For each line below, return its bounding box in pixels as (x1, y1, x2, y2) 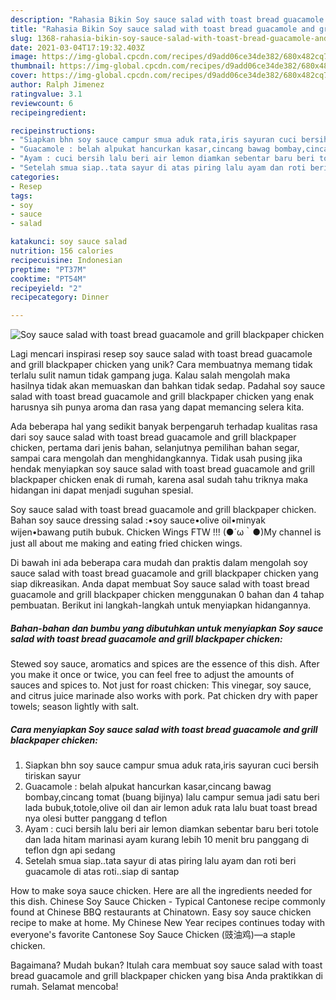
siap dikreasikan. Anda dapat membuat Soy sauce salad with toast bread (10, 578, 310, 590)
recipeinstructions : (10, 126, 97, 136)
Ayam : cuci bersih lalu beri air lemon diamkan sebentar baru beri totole (24, 823, 320, 835)
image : (10, 52, 38, 62)
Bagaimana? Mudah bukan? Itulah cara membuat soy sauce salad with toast (10, 959, 323, 971)
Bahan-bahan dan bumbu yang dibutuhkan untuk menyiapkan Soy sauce (10, 622, 324, 634)
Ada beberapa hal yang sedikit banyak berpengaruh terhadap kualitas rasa (10, 421, 318, 433)
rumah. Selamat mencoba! (10, 981, 119, 993)
